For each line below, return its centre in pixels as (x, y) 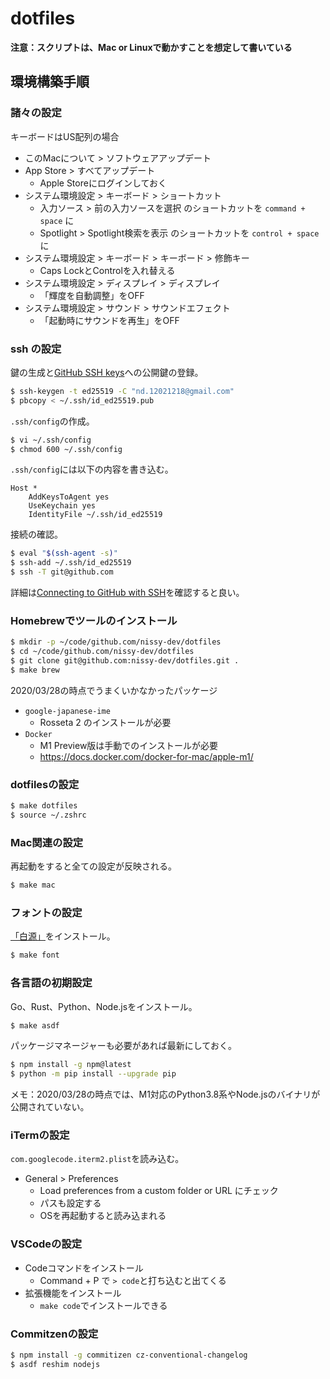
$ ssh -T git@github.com (62, 572)
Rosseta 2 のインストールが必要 (105, 722)
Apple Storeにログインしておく (103, 183)
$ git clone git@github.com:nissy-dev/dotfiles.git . (125, 661)
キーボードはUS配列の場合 (65, 136)
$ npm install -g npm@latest (71, 1065)
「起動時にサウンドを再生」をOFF (109, 320)
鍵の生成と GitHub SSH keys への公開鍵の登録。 (107, 372)
